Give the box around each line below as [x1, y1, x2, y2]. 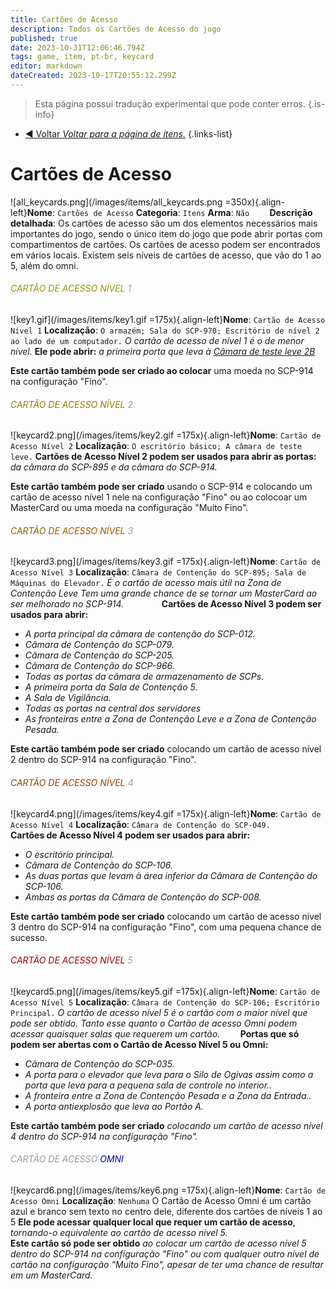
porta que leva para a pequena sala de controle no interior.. [24, 1079, 273, 1091]
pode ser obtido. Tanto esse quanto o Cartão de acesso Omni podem [10, 1017, 298, 1029]
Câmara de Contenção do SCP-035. [24, 1057, 175, 1070]
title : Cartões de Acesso [10, 14, 118, 25]
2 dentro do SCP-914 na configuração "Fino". [10, 754, 197, 766]
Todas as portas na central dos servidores [24, 702, 202, 715]
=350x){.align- [224, 196, 286, 208]
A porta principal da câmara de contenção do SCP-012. [24, 628, 256, 640]
